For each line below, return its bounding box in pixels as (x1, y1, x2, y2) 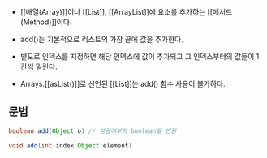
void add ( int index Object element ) (8, 141, 132, 150)
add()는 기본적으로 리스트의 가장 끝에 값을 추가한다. (19, 35, 184, 44)
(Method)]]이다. (19, 17, 72, 27)
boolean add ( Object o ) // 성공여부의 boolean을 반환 (8, 126, 177, 135)
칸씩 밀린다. (19, 62, 58, 71)
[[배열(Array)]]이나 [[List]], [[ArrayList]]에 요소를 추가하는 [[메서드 (19, 7, 233, 16)
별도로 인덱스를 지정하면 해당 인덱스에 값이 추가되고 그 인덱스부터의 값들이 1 (19, 52, 260, 61)
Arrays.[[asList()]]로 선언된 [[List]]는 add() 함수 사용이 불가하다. (19, 79, 226, 88)
